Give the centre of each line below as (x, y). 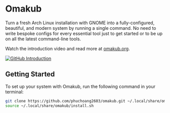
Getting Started (30, 74)
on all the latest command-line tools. (43, 39)
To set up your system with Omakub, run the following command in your (80, 86)
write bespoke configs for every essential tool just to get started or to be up (84, 33)
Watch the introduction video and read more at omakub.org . (68, 48)
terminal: (14, 92)
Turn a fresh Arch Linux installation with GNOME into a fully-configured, (80, 23)
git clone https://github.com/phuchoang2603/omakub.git (65, 101)
